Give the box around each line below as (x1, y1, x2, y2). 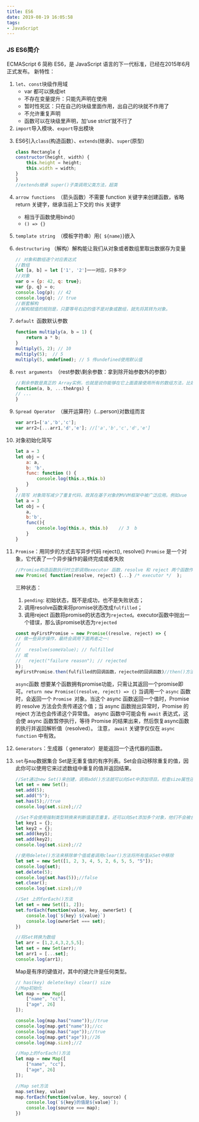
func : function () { (26, 471, 77, 476)
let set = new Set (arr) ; (15, 945, 77, 952)
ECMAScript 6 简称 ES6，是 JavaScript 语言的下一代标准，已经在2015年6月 (6, 60, 191, 67)
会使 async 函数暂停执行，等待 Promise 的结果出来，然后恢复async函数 (15, 717, 190, 724)
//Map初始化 (15, 985, 43, 991)
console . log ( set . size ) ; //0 (15, 886, 82, 891)
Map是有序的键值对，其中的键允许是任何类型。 (15, 968, 130, 975)
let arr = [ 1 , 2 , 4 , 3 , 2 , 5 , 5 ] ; (15, 940, 85, 946)
